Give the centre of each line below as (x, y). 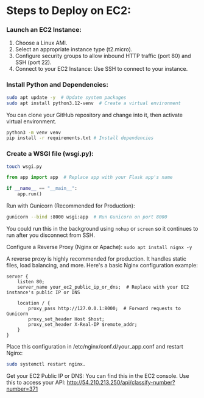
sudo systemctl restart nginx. (46, 364)
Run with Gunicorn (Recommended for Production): (71, 206)
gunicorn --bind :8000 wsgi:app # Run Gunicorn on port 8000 (87, 217)
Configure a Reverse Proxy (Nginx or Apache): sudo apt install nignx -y (99, 247)
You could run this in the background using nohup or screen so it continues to (102, 228)
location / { (34, 303)
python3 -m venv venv (34, 132)
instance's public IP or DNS (43, 292)
